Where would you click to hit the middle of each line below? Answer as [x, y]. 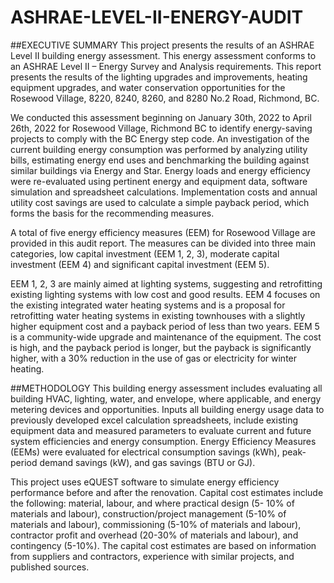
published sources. [50, 567]
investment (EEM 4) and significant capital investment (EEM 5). [140, 264]
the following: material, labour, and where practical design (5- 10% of [152, 503]
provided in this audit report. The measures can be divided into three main [163, 243]
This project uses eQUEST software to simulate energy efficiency [145, 482]
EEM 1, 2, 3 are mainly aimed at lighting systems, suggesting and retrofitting [166, 283]
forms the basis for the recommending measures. [112, 213]
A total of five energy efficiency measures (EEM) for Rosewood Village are [163, 232]
